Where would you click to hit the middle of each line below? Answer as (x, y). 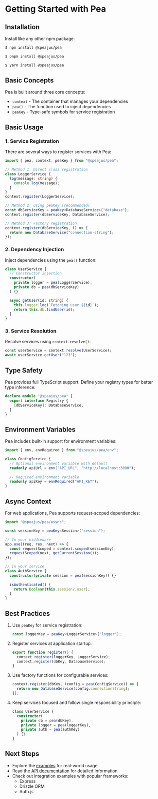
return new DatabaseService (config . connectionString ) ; (73, 689)
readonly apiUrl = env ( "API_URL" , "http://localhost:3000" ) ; (73, 468)
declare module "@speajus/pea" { (39, 396)
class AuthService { (26, 571)
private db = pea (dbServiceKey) (46, 287)
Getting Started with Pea (56, 9)
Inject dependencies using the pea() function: (51, 260)
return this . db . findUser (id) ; (44, 310)
